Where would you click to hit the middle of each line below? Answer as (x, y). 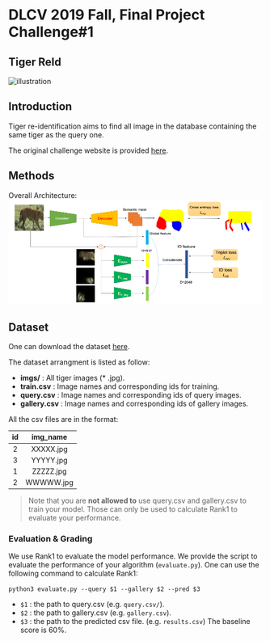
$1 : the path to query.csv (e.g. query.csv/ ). (92, 605)
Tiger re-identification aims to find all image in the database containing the (133, 126)
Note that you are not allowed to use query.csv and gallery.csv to (137, 500)
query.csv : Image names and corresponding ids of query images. (131, 394)
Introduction (40, 107)
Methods (32, 176)
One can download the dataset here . (69, 346)
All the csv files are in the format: (63, 419)
